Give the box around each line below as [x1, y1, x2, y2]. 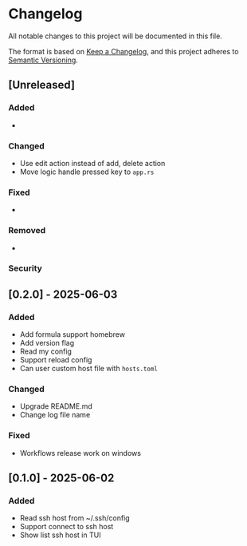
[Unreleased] [8, 78, 76, 92]
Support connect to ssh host [19, 522, 114, 532]
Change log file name [19, 410, 91, 420]
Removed [8, 225, 46, 236]
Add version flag [19, 338, 74, 348]
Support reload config [19, 355, 92, 365]
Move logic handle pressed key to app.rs [19, 167, 155, 176]
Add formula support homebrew [19, 330, 126, 339]
